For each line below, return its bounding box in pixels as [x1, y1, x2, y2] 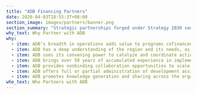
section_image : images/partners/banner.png [6, 19, 114, 25]
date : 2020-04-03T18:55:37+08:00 [6, 14, 88, 20]
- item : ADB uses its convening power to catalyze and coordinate [11, 52, 177, 58]
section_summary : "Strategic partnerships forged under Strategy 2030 [6, 25, 182, 31]
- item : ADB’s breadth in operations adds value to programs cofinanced [11, 41, 193, 47]
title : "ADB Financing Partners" [6, 8, 88, 15]
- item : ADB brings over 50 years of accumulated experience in [11, 57, 172, 63]
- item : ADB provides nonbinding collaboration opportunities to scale [11, 62, 191, 69]
